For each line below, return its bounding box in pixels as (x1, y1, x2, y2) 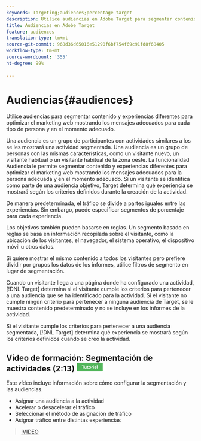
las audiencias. (6, 386, 43, 393)
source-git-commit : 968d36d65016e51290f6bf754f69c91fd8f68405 (6, 41, 165, 47)
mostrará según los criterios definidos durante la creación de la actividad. (6, 188, 188, 195)
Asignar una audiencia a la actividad (14, 397, 105, 404)
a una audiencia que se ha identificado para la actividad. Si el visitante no (6, 292, 187, 299)
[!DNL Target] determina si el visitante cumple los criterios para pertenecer (6, 285, 191, 293)
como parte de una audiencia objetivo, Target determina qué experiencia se (6, 182, 193, 189)
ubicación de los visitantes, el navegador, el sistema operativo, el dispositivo (6, 237, 194, 244)
